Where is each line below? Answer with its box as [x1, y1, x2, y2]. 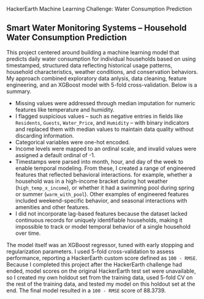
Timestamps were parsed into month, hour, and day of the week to [15, 158, 184, 165]
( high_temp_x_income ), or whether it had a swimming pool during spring [15, 183, 195, 191]
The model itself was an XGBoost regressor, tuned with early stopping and [6, 241, 194, 248]
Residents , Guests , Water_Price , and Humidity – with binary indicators [15, 119, 189, 126]
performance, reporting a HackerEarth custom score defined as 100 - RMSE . [6, 254, 198, 262]
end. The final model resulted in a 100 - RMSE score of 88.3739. [6, 287, 167, 294]
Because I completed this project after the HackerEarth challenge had [6, 260, 183, 268]
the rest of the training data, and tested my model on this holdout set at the [6, 280, 195, 287]
